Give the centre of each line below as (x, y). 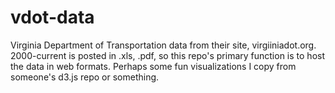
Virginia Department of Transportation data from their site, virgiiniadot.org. (163, 45)
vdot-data (52, 17)
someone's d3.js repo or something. (85, 77)
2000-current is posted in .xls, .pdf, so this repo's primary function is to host (167, 55)
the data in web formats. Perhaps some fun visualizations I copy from (153, 66)
